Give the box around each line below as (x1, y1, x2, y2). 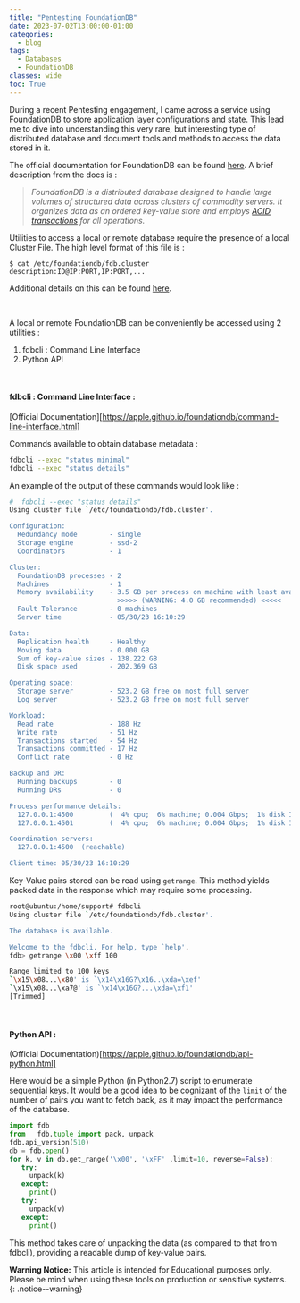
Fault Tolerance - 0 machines (17, 605, 158, 614)
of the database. (9, 1104, 70, 1115)
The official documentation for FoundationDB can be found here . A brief (9, 159, 274, 170)
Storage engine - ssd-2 (17, 539, 138, 548)
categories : (9, 30, 54, 38)
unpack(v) (29, 1205, 66, 1214)
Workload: (9, 711, 46, 720)
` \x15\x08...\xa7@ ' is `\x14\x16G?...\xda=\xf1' (9, 984, 194, 993)
